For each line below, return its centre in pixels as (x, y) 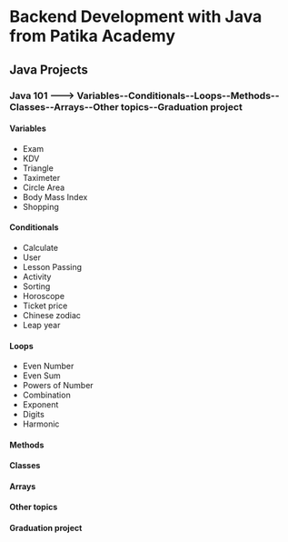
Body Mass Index (55, 196)
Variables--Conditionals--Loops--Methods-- (178, 95)
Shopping (40, 206)
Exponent (40, 405)
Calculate (40, 247)
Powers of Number (58, 386)
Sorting (36, 286)
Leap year (41, 325)
